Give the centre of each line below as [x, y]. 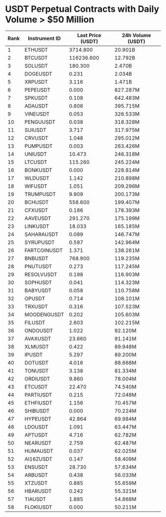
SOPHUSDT [38, 282]
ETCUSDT [36, 387]
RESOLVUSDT [41, 274]
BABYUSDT [38, 290]
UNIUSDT [36, 154]
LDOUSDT [36, 427]
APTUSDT [36, 435]
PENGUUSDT [40, 122]
